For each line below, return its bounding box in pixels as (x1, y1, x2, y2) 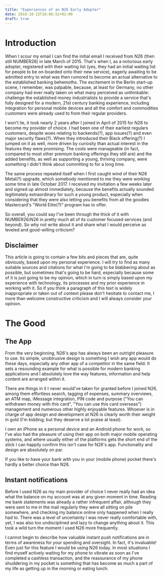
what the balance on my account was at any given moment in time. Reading (5, 494, 157, 499)
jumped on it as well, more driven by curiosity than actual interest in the (5, 141, 148, 146)
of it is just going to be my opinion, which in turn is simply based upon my (5, 275, 152, 281)
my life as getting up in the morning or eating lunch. (5, 565, 109, 571)
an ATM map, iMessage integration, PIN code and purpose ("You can (5, 396, 144, 402)
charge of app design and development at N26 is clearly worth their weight (5, 411, 156, 417)
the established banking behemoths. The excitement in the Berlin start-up (5, 79, 153, 85)
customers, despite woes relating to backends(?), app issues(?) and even (5, 130, 152, 136)
